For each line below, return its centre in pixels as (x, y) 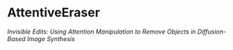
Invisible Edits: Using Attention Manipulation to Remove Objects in (102, 32)
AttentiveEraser (54, 13)
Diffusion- (212, 32)
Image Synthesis (51, 38)
